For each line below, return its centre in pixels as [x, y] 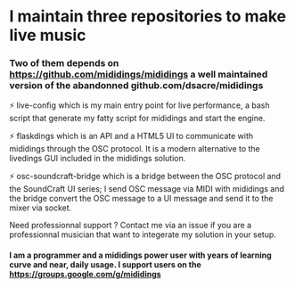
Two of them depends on [64, 63]
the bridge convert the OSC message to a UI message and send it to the [141, 199]
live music [48, 35]
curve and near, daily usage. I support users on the [106, 265]
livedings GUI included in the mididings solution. [98, 159]
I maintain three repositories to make [148, 16]
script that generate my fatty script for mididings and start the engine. [137, 119]
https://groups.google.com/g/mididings [86, 275]
